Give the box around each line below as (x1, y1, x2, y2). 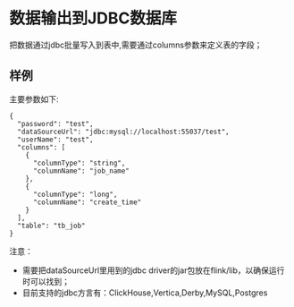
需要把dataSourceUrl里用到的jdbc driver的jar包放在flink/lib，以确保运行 (21, 265, 285, 276)
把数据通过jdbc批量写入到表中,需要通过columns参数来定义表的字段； (9, 39, 263, 50)
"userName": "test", (17, 135, 94, 144)
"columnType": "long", (32, 190, 118, 199)
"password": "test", (17, 119, 94, 128)
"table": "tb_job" (17, 221, 87, 230)
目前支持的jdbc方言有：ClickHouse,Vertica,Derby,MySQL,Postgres (21, 287, 268, 298)
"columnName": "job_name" (32, 166, 130, 175)
